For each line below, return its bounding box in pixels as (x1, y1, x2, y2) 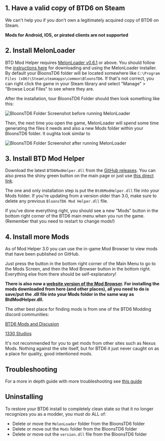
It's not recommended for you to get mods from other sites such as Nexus (5, 340, 156, 346)
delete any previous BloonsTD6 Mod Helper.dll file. (5, 198, 109, 204)
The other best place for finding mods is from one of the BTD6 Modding (5, 306, 152, 312)
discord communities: (5, 312, 49, 318)
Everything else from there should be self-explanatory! (5, 271, 117, 277)
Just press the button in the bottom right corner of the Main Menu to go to (5, 261, 156, 267)
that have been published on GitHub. (5, 251, 80, 257)
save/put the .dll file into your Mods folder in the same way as (5, 291, 134, 297)
